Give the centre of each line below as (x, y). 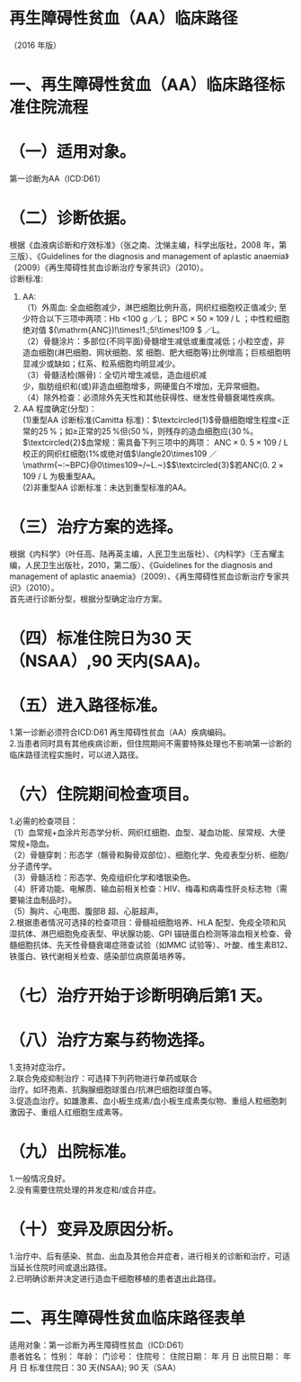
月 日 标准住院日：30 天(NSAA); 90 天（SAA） (95, 1367)
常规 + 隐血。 (32, 844)
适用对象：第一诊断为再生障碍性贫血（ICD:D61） (99, 1345)
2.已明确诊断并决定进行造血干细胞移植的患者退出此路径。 (115, 1278)
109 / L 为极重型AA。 (61, 476)
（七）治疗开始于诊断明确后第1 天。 (141, 996)
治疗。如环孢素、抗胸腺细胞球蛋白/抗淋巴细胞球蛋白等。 (113, 1089)
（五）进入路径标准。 (89, 705)
